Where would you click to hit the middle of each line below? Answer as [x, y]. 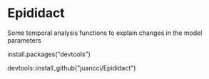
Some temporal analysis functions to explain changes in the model [105, 33]
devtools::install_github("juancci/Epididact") [72, 68]
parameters [24, 40]
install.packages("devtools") [49, 54]
